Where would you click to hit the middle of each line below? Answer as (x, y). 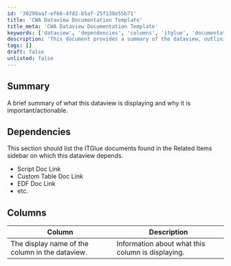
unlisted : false (30, 59)
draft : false (26, 52)
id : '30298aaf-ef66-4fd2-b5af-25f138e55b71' (72, 13)
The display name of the (50, 244)
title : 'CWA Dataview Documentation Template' (75, 20)
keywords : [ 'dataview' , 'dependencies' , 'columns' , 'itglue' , (98, 33)
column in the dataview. (49, 252)
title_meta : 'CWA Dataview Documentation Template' (82, 26)
